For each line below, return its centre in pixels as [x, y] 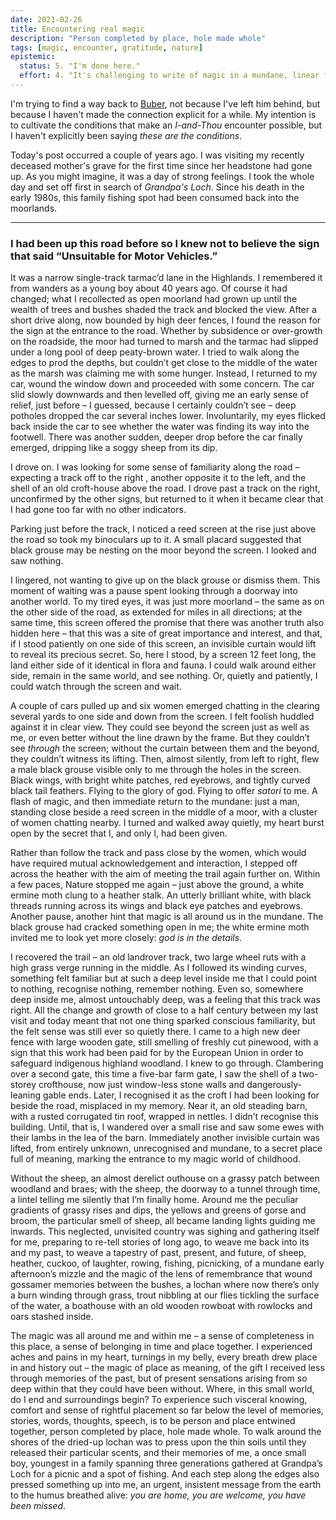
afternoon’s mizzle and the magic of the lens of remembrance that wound [161, 1274]
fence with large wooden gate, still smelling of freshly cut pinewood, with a [164, 1042]
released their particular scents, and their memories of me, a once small [158, 1453]
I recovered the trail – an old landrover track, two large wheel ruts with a [158, 957]
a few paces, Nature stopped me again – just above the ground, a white [157, 885]
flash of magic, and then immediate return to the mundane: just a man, [155, 802]
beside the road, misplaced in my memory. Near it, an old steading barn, [159, 1106]
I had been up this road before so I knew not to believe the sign [165, 243]
